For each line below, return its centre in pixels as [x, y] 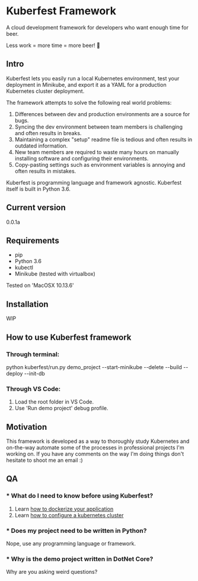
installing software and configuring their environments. [82, 158]
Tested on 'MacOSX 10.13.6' [40, 285]
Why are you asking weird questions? [52, 572]
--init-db [35, 373]
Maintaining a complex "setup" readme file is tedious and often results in [103, 139]
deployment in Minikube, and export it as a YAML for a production [87, 85]
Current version [36, 207]
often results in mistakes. [45, 171]
